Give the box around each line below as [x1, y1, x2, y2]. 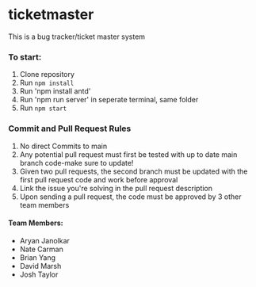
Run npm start [19, 103, 67, 113]
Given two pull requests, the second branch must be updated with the [19, 166, 248, 176]
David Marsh [19, 261, 62, 270]
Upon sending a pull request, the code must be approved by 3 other [19, 192, 242, 201]
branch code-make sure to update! [19, 158, 134, 167]
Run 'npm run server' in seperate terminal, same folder [19, 95, 199, 105]
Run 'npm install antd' [19, 86, 91, 96]
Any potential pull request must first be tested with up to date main [19, 149, 238, 159]
